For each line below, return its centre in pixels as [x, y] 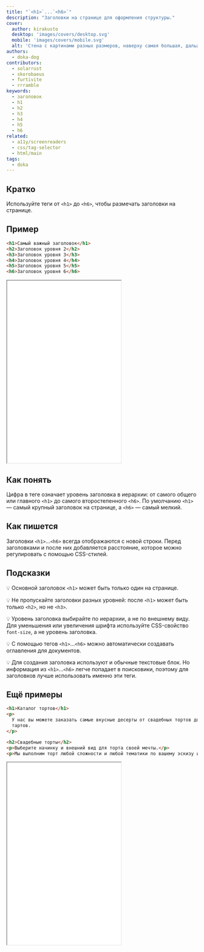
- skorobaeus [28, 74]
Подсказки [28, 573]
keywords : [19, 91]
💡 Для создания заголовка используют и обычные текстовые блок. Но [98, 662]
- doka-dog [25, 57]
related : [17, 136]
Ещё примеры [34, 695]
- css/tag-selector [36, 147]
